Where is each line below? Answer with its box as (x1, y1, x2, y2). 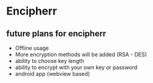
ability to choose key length (15, 58, 84, 64)
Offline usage (15, 44, 49, 51)
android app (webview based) (15, 70, 90, 77)
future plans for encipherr (6, 28, 106, 39)
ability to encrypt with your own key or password (15, 64, 138, 71)
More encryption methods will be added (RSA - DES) (15, 51, 148, 58)
